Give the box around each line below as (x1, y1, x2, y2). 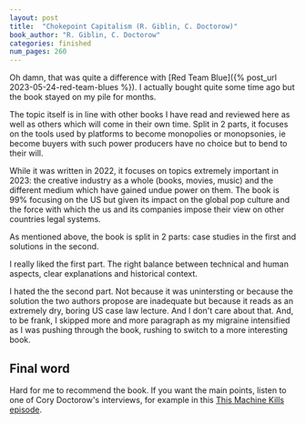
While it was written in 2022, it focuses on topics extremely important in (9, 166, 280, 177)
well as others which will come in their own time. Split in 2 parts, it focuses (9, 119, 289, 130)
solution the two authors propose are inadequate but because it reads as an (9, 296, 294, 307)
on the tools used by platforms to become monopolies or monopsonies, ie (9, 128, 287, 139)
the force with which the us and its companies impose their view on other (9, 204, 285, 215)
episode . (9, 404, 43, 415)
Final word (9, 360, 70, 376)
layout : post (9, 13, 59, 23)
